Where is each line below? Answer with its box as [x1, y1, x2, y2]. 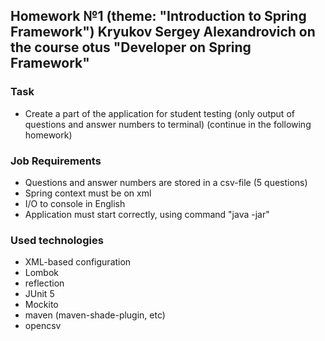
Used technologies [10, 233, 104, 247]
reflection [24, 277, 65, 289]
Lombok [24, 267, 60, 279]
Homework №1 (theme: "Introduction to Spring [10, 8, 307, 25]
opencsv [24, 320, 62, 332]
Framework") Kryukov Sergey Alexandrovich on [10, 24, 316, 41]
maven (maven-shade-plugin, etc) [24, 309, 166, 321]
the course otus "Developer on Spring [10, 39, 252, 56]
